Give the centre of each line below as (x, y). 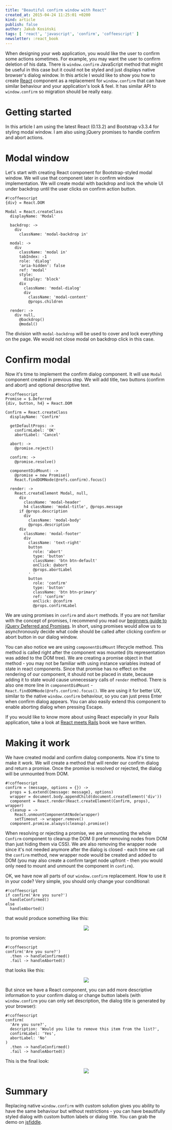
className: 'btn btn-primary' (65, 592)
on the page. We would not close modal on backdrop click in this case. (80, 339)
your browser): (21, 1006)
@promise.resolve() (35, 462)
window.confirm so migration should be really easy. (59, 91)
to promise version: (26, 937)
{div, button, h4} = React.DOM (39, 403)
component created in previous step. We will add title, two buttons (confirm (85, 379)
